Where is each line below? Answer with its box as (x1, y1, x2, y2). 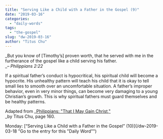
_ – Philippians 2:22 (5, 63, 43, 69)
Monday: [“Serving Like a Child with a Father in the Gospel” (5, 123, 125, 129)
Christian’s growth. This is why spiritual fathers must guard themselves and (5, 93, 157, 99)
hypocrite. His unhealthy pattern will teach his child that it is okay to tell (5, 78, 149, 83)
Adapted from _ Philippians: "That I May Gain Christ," (5, 108, 111, 114)
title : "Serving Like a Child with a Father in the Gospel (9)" (5, 7, 139, 12)
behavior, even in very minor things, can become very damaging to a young (5, 88, 158, 94)
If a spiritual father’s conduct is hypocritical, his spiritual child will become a (5, 72, 158, 79)
